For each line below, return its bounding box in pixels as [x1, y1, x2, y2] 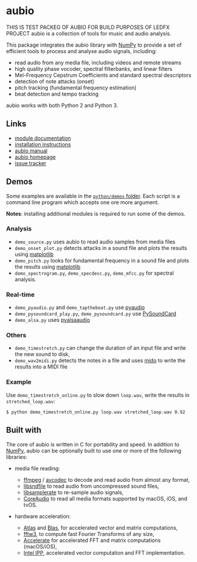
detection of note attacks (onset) [14, 78, 95, 85]
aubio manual [14, 147, 48, 154]
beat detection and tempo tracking [14, 90, 99, 97]
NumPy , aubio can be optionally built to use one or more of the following [6, 447, 182, 454]
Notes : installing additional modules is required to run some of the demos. [6, 210, 186, 217]
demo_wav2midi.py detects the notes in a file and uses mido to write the [14, 357, 186, 364]
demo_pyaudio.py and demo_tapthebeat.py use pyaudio [14, 304, 145, 311]
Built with [6, 425, 42, 435]
